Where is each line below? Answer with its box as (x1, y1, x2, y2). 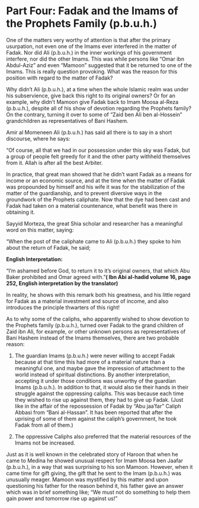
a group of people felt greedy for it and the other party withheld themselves (6, 153, 191, 160)
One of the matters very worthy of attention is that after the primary (6, 36, 171, 43)
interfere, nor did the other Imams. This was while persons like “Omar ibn (6, 55, 185, 62)
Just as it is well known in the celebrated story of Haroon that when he (6, 450, 179, 458)
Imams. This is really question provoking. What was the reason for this (6, 68, 178, 75)
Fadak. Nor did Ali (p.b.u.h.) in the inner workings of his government (6, 49, 172, 56)
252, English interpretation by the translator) (6, 280, 118, 287)
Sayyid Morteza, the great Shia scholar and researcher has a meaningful (6, 220, 183, 227)
